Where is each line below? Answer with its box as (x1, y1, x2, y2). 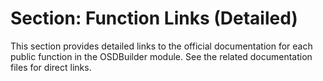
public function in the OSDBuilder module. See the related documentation (10, 50, 313, 62)
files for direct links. (10, 61, 92, 73)
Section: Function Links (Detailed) (10, 7, 298, 30)
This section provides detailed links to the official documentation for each (10, 40, 313, 52)
